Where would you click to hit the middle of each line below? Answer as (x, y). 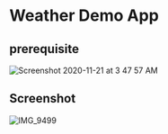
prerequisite (44, 49)
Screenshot (43, 98)
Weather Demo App (84, 16)
